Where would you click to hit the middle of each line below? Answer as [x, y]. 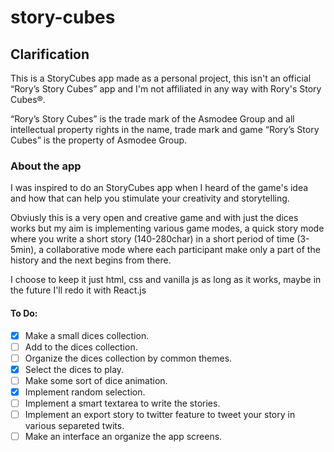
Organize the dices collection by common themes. [128, 358]
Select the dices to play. [74, 369]
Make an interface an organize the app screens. [123, 436]
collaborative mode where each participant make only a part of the [183, 250]
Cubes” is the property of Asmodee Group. [99, 140]
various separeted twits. [74, 425]
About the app [46, 166]
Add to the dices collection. [81, 347]
